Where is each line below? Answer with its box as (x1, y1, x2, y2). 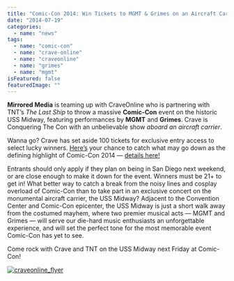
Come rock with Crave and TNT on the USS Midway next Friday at (7, 245, 197, 253)
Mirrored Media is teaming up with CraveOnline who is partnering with (7, 100, 210, 109)
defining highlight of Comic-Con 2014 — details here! (7, 151, 160, 160)
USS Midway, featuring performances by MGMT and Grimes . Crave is (7, 116, 208, 124)
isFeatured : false (7, 75, 61, 82)
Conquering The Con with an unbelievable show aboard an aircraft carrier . (7, 123, 223, 131)
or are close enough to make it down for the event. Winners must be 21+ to (7, 172, 222, 181)
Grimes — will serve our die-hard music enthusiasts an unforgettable (7, 217, 205, 225)
